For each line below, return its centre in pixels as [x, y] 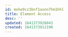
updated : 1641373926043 [29, 23]
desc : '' [14, 18]
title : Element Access [28, 14]
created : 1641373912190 [29, 27]
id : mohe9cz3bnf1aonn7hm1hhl [34, 9]
